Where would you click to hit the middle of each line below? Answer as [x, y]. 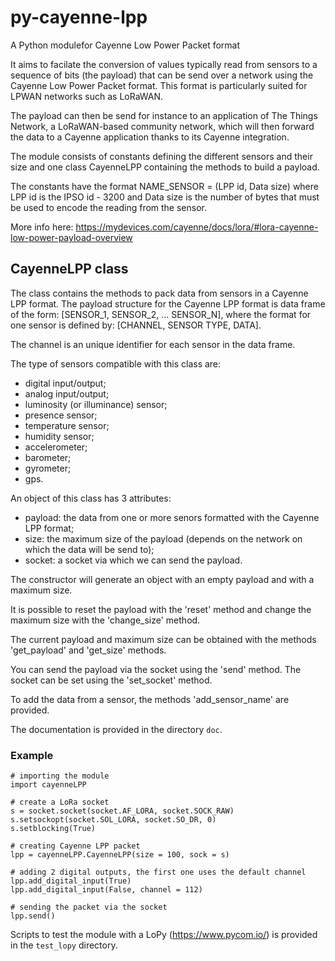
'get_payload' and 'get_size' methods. [88, 650]
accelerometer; [56, 447]
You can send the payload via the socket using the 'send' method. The [156, 669]
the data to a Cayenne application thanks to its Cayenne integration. [150, 137]
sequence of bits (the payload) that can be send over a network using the [162, 75]
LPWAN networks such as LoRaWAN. [87, 96]
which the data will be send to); [89, 549]
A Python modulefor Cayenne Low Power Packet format [125, 45]
